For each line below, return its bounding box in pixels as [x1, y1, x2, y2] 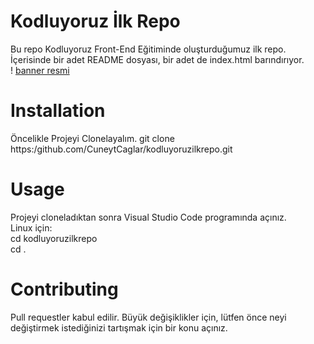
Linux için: [10, 221, 53, 234]
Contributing [10, 278, 119, 300]
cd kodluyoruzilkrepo [10, 232, 98, 244]
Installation [10, 100, 106, 122]
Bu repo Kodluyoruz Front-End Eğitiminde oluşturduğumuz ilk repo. [10, 43, 287, 55]
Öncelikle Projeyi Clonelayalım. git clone [10, 132, 175, 144]
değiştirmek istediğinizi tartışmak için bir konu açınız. [10, 321, 228, 334]
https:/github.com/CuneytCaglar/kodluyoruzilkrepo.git [10, 143, 233, 155]
